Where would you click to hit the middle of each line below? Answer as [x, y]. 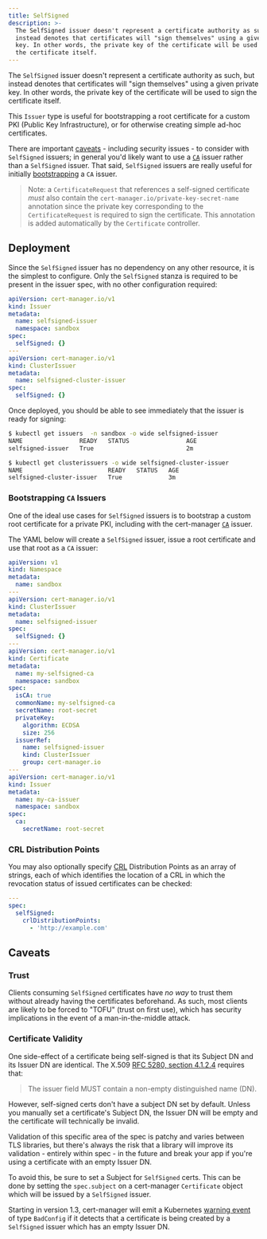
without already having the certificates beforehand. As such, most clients [128, 1002]
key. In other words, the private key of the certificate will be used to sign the [133, 92]
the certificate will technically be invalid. [74, 1121]
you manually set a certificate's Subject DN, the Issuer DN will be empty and [133, 1112]
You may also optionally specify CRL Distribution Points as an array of [122, 867]
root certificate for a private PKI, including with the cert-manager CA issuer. [130, 523]
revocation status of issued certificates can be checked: [100, 884]
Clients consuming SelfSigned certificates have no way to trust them [120, 993]
